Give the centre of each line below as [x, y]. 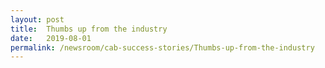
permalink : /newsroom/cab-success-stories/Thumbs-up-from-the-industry [162, 47]
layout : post [37, 19]
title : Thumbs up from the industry [89, 29]
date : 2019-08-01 [51, 38]
